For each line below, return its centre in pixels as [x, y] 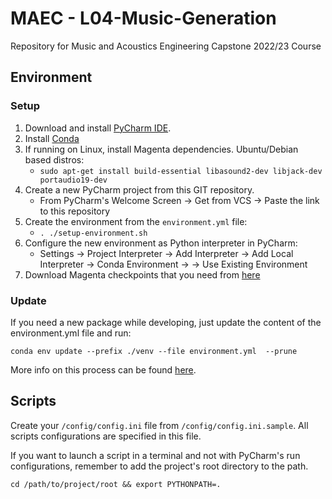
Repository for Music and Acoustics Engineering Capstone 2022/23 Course [166, 46]
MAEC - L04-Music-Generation [143, 18]
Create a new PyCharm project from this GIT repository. [139, 189]
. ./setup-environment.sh [93, 233]
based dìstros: [54, 159]
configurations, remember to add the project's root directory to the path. [159, 466]
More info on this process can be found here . [103, 369]
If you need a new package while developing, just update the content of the [166, 322]
